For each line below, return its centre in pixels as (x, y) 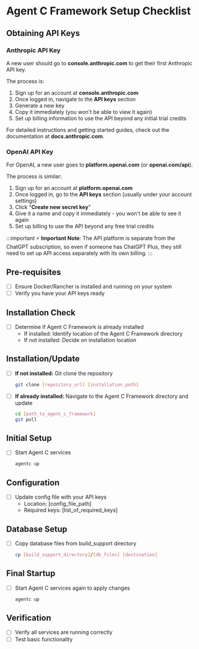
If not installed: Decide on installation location (80, 340)
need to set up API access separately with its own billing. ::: (79, 253)
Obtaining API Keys (43, 33)
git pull (26, 419)
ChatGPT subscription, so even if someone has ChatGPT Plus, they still (94, 247)
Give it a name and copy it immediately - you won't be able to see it (98, 213)
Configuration (33, 483)
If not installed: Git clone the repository (64, 373)
